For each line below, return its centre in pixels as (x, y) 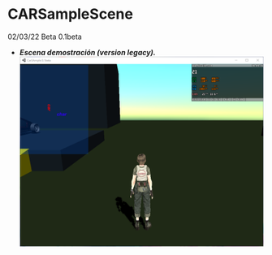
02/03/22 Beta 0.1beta (45, 37)
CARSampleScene (70, 14)
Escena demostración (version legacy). (87, 52)
